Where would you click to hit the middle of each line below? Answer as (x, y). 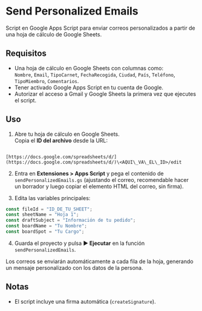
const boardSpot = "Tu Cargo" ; (45, 232)
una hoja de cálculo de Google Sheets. (54, 34)
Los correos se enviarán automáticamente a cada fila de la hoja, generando (100, 261)
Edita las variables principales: (52, 198)
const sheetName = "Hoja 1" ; (42, 215)
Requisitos (26, 54)
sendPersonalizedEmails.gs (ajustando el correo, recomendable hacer (101, 179)
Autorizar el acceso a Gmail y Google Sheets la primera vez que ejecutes (105, 94)
